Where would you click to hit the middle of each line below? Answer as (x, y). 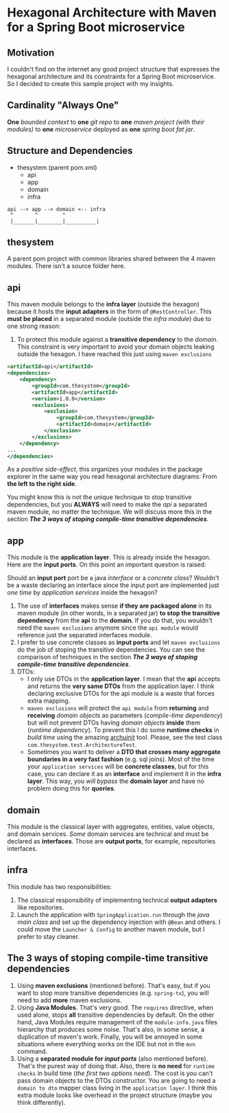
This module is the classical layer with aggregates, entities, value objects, (111, 827)
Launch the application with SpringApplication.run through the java (113, 914)
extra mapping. (49, 701)
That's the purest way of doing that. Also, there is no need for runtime (116, 1066)
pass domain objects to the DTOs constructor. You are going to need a (116, 1080)
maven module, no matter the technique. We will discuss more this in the (110, 512)
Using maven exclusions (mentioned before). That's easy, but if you (113, 985)
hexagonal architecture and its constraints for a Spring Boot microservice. (111, 76)
